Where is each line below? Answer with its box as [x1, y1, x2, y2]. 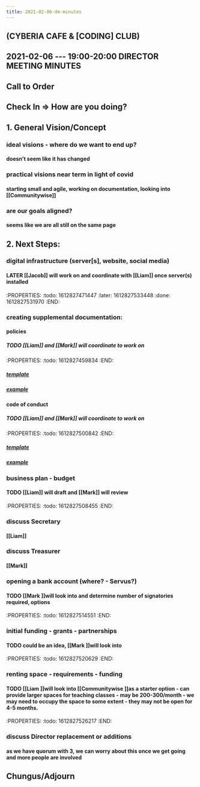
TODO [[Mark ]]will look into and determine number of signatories [6, 592, 174, 599]
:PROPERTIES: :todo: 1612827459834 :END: [6, 357, 114, 364]
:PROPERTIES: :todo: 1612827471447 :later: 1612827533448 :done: [6, 291, 171, 298]
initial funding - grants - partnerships [6, 627, 117, 635]
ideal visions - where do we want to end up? [6, 140, 137, 149]
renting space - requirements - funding [6, 670, 123, 679]
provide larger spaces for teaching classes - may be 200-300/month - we [6, 691, 195, 699]
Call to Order [6, 81, 55, 91]
